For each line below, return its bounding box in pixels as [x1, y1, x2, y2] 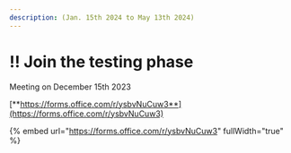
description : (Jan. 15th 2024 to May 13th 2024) [9, 13, 195, 22]
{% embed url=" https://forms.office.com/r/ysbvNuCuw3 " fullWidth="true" [9, 125, 285, 136]
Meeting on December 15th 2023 [9, 81, 132, 92]
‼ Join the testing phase [9, 51, 194, 72]
